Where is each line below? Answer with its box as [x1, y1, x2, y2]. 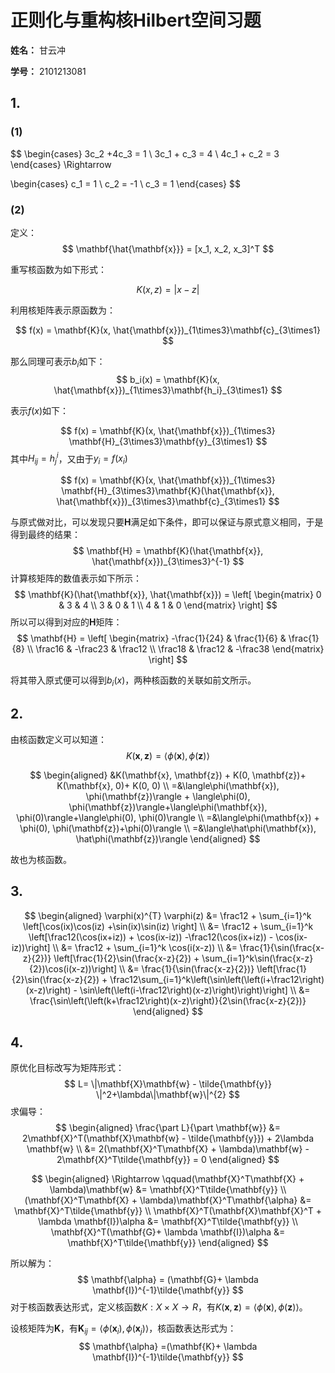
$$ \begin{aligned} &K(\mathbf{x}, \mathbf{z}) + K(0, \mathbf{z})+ [29, 769, 307, 781]
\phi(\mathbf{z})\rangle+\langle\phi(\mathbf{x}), [68, 801, 268, 813]
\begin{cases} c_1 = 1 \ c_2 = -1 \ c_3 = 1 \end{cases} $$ [10, 177, 241, 190]
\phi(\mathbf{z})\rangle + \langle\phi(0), [85, 790, 251, 802]
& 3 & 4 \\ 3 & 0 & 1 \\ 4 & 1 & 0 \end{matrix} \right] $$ [58, 599, 278, 611]
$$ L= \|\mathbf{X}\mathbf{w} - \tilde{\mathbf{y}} [64, 1078, 272, 1090]
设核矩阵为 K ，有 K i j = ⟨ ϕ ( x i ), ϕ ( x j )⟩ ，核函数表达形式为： [10, 1322, 237, 1337]
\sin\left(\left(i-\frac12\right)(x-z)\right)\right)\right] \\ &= [79, 984, 311, 996]
